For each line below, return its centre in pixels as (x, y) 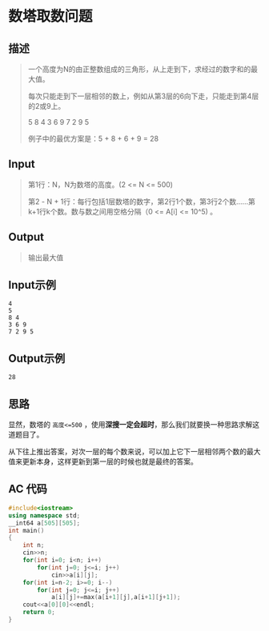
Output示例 (37, 358)
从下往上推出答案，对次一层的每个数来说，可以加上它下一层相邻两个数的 (127, 452)
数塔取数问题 (51, 16)
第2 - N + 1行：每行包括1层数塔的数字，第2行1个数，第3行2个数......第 (142, 202)
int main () (26, 530)
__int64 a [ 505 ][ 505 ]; (44, 523)
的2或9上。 (46, 106)
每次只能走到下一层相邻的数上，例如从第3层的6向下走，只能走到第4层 (143, 96)
